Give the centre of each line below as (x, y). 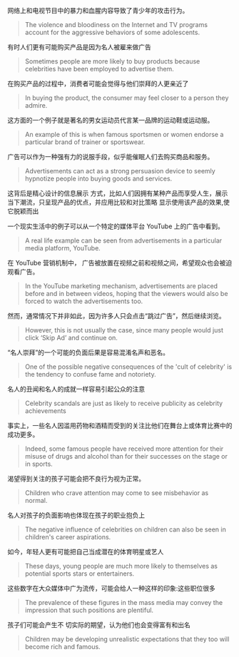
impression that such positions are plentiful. (89, 610)
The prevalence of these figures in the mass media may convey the (124, 602)
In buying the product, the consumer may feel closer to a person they (127, 98)
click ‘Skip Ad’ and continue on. (71, 338)
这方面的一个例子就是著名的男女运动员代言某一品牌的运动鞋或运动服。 (111, 120)
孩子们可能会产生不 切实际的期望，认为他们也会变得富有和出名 (99, 625)
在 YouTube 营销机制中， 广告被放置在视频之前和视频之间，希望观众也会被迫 (120, 263)
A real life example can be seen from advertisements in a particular (123, 240)
